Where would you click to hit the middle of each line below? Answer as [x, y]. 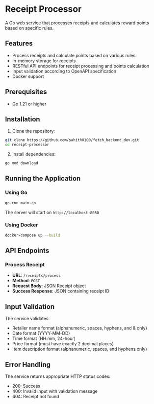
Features [19, 44]
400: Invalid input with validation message [55, 391]
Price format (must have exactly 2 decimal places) [63, 344]
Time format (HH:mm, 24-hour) [44, 338]
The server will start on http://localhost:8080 [52, 212]
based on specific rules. [29, 28]
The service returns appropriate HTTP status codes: [58, 376]
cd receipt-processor [27, 145]
